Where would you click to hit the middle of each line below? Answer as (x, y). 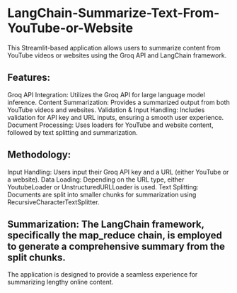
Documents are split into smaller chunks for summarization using (102, 194)
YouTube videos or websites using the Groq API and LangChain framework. (117, 55)
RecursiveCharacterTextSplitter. (53, 202)
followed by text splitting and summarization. (73, 132)
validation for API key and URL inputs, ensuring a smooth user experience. (116, 117)
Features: (29, 78)
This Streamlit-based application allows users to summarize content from (114, 48)
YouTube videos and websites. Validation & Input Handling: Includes (106, 110)
